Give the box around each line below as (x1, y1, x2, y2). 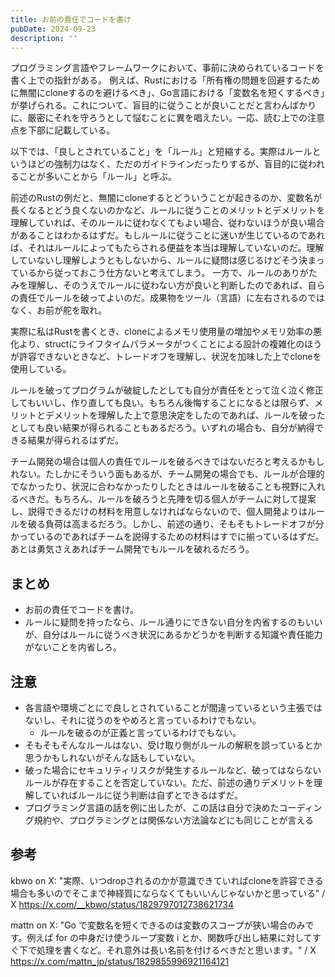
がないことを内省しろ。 (24, 641, 122, 653)
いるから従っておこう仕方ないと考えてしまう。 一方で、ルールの (18, 267, 283, 279)
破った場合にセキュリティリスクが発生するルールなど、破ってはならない (24, 764, 322, 776)
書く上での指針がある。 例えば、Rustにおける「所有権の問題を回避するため (10, 74, 321, 86)
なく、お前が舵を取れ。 (10, 304, 108, 316)
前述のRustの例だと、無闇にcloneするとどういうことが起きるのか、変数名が (10, 192, 323, 204)
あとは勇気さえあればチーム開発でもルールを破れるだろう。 (10, 543, 255, 555)
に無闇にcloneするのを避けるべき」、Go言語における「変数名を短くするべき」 (10, 87, 326, 99)
